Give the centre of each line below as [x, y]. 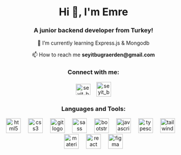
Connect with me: [93, 72]
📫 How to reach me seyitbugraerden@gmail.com [93, 55]
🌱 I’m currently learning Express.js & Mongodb [93, 43]
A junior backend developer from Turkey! [93, 31]
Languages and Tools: [93, 109]
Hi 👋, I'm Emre [93, 12]
